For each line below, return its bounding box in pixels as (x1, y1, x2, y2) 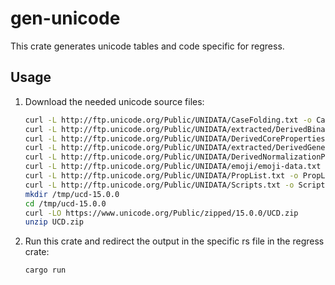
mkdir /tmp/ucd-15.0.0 (24, 189, 120, 199)
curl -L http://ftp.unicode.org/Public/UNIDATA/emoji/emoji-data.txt (24, 162, 322, 172)
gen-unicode (10, 7, 121, 30)
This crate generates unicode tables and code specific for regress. (10, 40, 285, 52)
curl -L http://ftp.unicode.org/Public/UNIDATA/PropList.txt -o (24, 171, 299, 181)
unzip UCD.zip (24, 217, 84, 227)
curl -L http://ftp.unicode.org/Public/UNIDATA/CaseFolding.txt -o (24, 115, 312, 125)
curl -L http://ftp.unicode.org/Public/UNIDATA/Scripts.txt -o (24, 180, 295, 190)
